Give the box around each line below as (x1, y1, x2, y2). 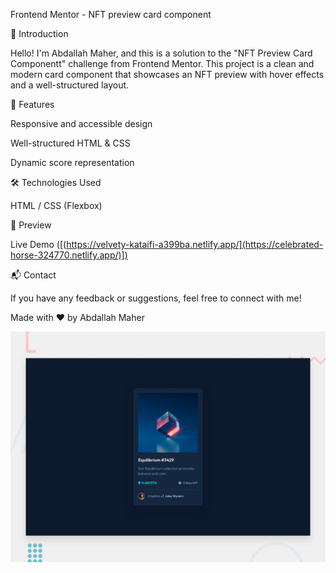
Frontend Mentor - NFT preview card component (10, 9, 212, 20)
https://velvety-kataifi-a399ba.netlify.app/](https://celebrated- (66, 239, 324, 250)
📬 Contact (10, 269, 57, 281)
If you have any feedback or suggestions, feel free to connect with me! (10, 292, 302, 304)
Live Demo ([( (10, 239, 67, 250)
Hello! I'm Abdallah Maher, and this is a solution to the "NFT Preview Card (10, 47, 313, 59)
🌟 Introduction (10, 28, 69, 39)
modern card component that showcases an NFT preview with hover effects (10, 69, 325, 80)
